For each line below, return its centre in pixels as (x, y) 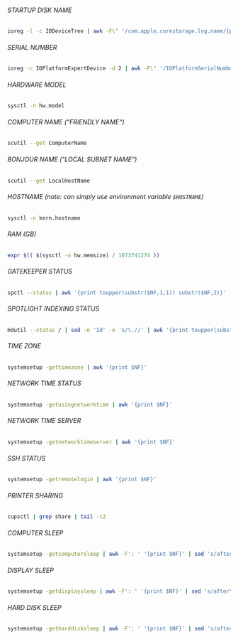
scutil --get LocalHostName (49, 181)
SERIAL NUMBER (32, 47)
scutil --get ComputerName (47, 143)
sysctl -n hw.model (36, 106)
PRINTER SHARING (35, 495)
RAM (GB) (22, 234)
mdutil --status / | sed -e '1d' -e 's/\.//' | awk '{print (98, 330)
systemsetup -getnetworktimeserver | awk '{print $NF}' (91, 442)
